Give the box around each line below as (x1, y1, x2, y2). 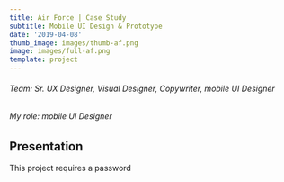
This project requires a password (9, 163, 132, 174)
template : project (9, 55, 78, 64)
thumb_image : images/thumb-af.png (9, 38, 139, 48)
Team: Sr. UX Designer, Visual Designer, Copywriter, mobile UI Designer (9, 83, 276, 94)
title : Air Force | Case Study (9, 13, 127, 23)
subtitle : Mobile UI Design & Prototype (9, 22, 164, 31)
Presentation (9, 139, 84, 154)
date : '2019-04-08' (9, 30, 83, 39)
